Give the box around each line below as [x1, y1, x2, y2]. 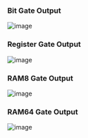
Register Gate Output [7, 40, 81, 50]
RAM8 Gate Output [7, 73, 74, 83]
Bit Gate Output [7, 6, 61, 16]
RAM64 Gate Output [7, 107, 79, 117]
